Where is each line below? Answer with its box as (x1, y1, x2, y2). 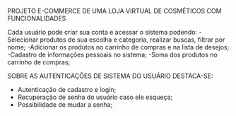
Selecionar (7, 35, 39, 44)
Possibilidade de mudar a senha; (17, 100, 113, 109)
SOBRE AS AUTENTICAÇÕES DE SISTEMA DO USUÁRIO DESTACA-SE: (7, 71, 213, 80)
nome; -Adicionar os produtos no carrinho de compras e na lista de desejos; (7, 43, 230, 51)
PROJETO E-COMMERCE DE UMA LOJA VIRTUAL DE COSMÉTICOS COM (7, 7, 222, 15)
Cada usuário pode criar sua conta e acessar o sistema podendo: (7, 28, 198, 36)
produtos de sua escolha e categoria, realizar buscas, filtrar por (40, 35, 225, 44)
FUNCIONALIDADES (7, 14, 66, 23)
